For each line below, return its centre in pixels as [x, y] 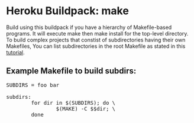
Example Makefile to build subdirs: [71, 71]
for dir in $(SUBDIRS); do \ [73, 103]
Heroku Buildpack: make [67, 11]
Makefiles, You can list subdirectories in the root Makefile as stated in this [96, 46]
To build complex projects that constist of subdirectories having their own [96, 40]
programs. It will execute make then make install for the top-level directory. [97, 33]
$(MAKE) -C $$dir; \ [86, 109]
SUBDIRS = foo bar [33, 85]
